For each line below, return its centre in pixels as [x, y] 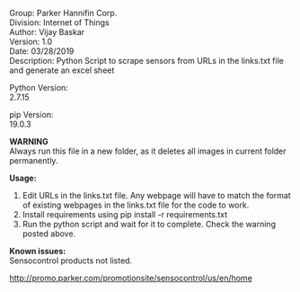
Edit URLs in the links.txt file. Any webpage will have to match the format [156, 195]
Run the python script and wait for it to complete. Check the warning [149, 224]
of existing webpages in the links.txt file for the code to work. [136, 205]
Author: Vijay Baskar [47, 32]
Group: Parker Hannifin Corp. [63, 13]
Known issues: [38, 251]
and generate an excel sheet [62, 70]
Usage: [23, 178]
